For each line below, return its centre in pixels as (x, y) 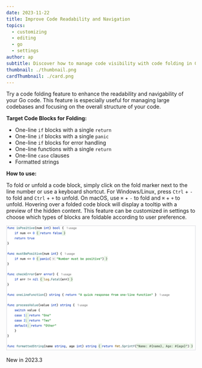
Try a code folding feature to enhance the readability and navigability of (95, 94)
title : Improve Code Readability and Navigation (68, 19)
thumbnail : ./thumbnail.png (41, 70)
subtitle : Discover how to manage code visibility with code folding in (99, 63)
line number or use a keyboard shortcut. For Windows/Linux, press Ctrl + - (99, 192)
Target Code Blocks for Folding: (47, 118)
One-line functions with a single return (63, 149)
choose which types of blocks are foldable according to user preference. (96, 217)
